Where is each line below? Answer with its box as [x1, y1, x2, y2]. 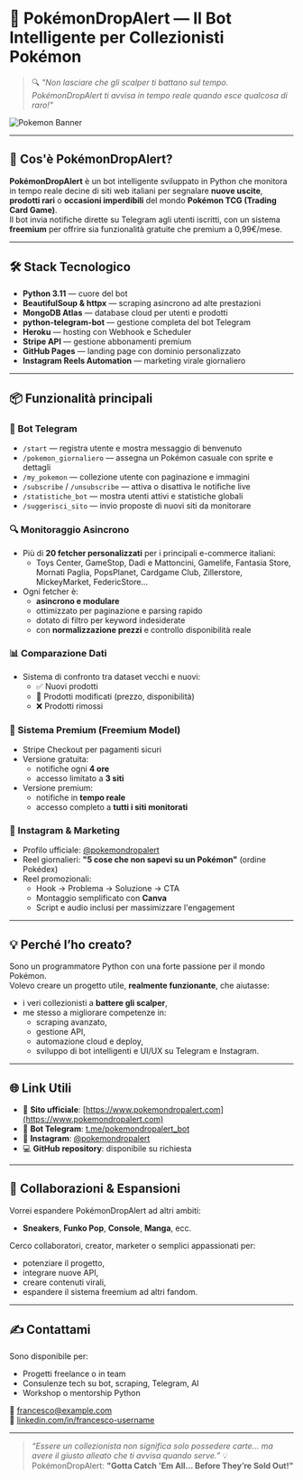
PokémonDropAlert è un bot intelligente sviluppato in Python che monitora [9, 175, 288, 186]
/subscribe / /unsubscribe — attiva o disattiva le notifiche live [22, 481, 251, 492]
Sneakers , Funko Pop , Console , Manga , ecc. [22, 1223, 192, 1233]
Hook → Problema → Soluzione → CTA [35, 883, 180, 894]
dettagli [22, 462, 51, 473]
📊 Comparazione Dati [9, 647, 107, 660]
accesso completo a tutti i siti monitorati [35, 802, 188, 813]
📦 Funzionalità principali [9, 390, 153, 405]
